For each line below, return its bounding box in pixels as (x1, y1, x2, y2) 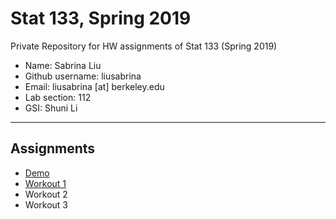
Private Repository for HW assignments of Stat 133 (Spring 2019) (10, 40, 278, 52)
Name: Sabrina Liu (24, 59, 102, 71)
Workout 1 (24, 177, 67, 189)
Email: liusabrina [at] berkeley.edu (24, 80, 165, 92)
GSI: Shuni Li (24, 102, 78, 114)
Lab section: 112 (24, 91, 92, 103)
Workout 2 (24, 188, 68, 200)
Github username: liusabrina (24, 70, 142, 82)
